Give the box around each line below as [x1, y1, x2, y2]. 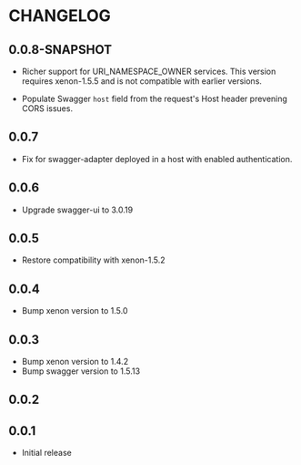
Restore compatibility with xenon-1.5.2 [21, 254, 166, 265]
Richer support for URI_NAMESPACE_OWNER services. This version [21, 66, 276, 77]
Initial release [21, 448, 72, 459]
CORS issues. [21, 103, 74, 114]
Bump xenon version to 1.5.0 [21, 305, 128, 316]
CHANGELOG [8, 5, 111, 26]
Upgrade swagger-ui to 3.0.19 [21, 204, 134, 215]
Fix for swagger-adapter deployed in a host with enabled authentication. [21, 153, 293, 164]
